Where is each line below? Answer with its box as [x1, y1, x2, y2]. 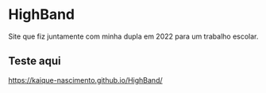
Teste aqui [8, 54, 61, 68]
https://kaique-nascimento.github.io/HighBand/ [8, 75, 163, 84]
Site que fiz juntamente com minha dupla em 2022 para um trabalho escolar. [8, 32, 259, 41]
